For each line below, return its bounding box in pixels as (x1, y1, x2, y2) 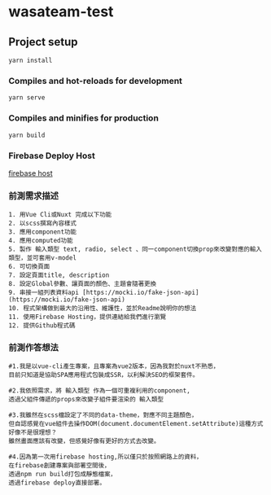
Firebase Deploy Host (8, 150, 95, 161)
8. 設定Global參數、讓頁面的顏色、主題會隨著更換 (8, 280, 157, 288)
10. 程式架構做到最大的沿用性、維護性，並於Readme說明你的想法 (8, 304, 197, 313)
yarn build (8, 131, 46, 139)
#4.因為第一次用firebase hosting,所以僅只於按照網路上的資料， (8, 453, 203, 462)
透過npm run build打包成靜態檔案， (8, 471, 116, 479)
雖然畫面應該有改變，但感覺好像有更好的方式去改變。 (8, 437, 160, 445)
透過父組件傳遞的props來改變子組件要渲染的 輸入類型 (8, 396, 164, 404)
